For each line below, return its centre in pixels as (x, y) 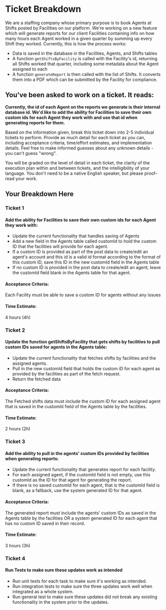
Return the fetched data (36, 379)
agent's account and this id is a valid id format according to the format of (86, 257)
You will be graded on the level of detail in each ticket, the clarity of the (77, 163)
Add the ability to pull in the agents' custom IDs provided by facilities (77, 453)
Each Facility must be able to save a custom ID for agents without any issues (83, 295)
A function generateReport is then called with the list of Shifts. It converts (86, 74)
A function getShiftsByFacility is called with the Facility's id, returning (85, 58)
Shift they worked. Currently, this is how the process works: (66, 43)
